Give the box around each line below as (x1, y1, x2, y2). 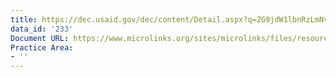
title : (10, 14, 38, 25)
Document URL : (10, 33, 70, 43)
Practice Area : (10, 42, 74, 53)
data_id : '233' (10, 24, 74, 34)
